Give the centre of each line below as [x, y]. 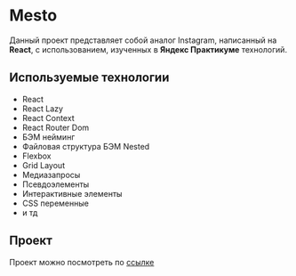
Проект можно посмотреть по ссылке [82, 262]
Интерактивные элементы [72, 193]
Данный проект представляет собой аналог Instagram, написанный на [143, 40]
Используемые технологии [89, 78]
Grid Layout [43, 165]
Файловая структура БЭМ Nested [86, 146]
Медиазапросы [51, 175]
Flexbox [36, 156]
